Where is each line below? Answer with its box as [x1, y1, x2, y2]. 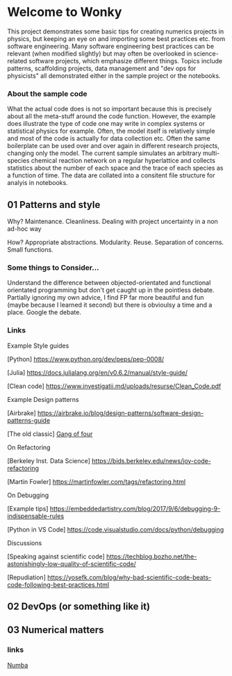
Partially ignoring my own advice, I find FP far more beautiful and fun [7, 293, 204, 302]
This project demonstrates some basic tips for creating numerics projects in [7, 27, 224, 35]
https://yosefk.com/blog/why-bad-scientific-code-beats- [47, 573, 212, 581]
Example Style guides [7, 341, 69, 350]
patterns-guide [7, 416, 51, 424]
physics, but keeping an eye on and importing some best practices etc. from [7, 34, 226, 42]
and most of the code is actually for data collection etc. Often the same [7, 134, 210, 143]
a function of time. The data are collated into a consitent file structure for [7, 171, 215, 179]
